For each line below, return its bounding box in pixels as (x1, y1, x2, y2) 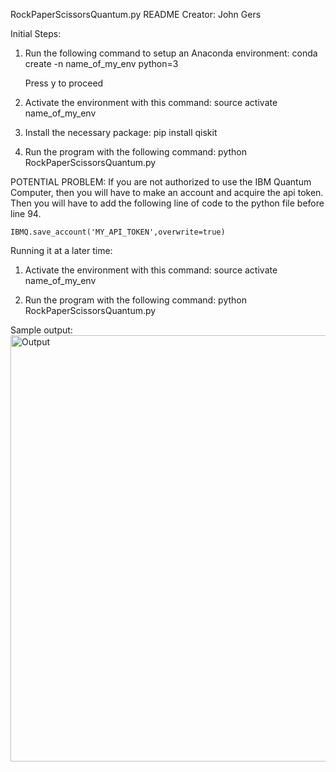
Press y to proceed (24, 77, 104, 89)
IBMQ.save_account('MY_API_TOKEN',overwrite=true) (10, 227, 226, 237)
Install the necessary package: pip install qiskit (24, 127, 218, 138)
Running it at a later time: (10, 245, 113, 256)
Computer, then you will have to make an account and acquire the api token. (10, 187, 324, 198)
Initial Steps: (10, 28, 62, 39)
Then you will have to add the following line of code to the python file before (10, 197, 325, 209)
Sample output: (10, 324, 73, 336)
